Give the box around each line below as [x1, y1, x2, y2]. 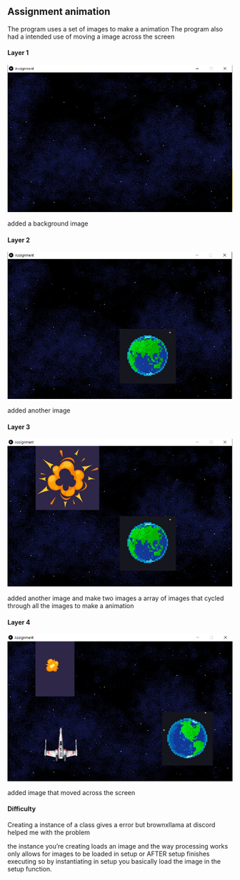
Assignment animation [7, 6, 111, 18]
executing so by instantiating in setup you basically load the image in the [7, 856, 221, 866]
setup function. [7, 864, 52, 873]
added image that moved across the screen [7, 788, 136, 796]
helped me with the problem [7, 828, 91, 836]
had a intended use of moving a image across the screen [7, 32, 175, 41]
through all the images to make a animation [7, 602, 134, 610]
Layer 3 [7, 423, 31, 431]
